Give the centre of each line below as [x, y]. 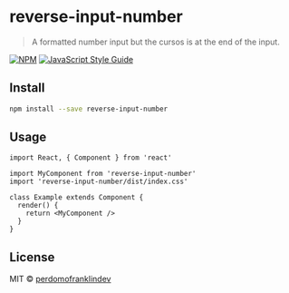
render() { [38, 206]
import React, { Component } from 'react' [91, 158]
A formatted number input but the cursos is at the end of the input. [156, 42]
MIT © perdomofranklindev [60, 279]
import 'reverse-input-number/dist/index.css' [99, 182]
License [32, 257]
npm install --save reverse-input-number [89, 109]
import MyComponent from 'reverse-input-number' [103, 174]
